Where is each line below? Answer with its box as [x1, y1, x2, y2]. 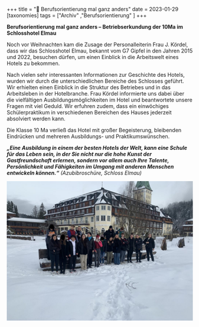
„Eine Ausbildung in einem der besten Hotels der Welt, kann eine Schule [6, 145, 188, 151]
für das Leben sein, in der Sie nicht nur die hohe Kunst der [6, 151, 152, 158]
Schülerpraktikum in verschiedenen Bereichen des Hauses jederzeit [6, 109, 172, 116]
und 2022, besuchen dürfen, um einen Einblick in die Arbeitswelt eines [6, 54, 179, 60]
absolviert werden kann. [6, 115, 66, 122]
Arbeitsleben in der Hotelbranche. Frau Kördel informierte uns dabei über [6, 90, 185, 97]
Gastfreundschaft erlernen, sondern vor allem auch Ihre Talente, [6, 157, 169, 163]
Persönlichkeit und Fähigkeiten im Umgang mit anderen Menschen [6, 163, 174, 170]
